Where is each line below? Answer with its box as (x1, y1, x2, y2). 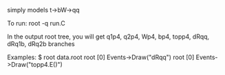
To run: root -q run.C (7, 19, 65, 27)
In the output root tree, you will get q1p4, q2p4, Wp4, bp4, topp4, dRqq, (7, 32, 210, 41)
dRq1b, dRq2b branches (7, 40, 75, 47)
